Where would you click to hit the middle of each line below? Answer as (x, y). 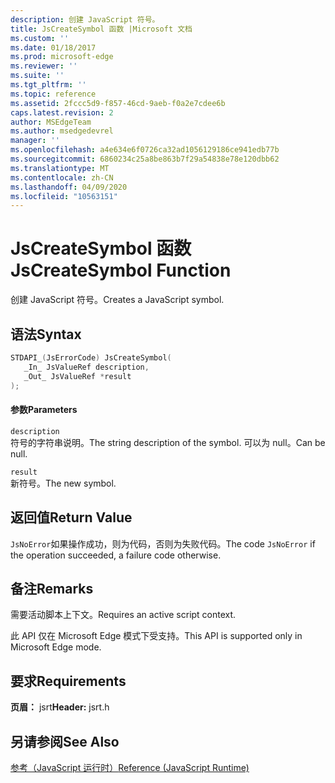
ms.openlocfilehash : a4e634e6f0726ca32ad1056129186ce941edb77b (145, 150)
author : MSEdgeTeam (51, 122)
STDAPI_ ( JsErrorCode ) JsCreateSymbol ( (91, 358)
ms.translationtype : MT (60, 168)
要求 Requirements (68, 681)
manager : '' (35, 141)
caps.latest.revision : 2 (62, 112)
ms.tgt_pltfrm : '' (48, 85)
